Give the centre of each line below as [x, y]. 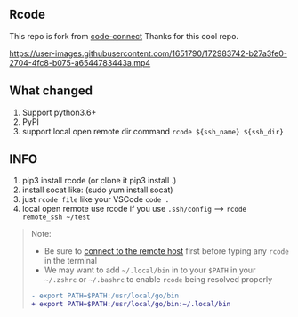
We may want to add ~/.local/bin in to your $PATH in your [150, 270]
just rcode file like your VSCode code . [96, 199]
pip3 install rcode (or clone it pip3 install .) [99, 181]
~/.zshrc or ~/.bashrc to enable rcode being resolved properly [158, 280]
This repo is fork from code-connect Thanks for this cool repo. [124, 36]
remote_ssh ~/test [56, 217]
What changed [51, 91]
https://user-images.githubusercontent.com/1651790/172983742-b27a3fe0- [148, 53]
